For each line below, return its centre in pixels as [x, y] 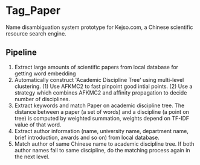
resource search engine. [36, 33]
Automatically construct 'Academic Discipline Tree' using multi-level [99, 79]
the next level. [32, 157]
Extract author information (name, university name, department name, [101, 131]
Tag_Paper [33, 11]
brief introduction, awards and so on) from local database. [87, 137]
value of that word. [38, 125]
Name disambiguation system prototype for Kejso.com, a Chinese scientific [99, 27]
